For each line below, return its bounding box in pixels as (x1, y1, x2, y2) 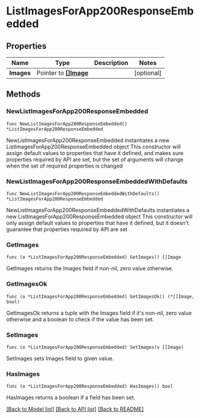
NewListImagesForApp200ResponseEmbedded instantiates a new (6, 136, 170, 144)
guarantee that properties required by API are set (6, 225, 128, 232)
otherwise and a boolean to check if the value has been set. (6, 315, 154, 323)
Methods (6, 89, 41, 100)
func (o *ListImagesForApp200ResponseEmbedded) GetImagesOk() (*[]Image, (6, 293, 195, 300)
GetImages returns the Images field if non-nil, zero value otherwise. (6, 265, 174, 272)
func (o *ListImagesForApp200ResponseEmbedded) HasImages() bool (6, 383, 173, 390)
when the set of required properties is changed (6, 162, 123, 169)
